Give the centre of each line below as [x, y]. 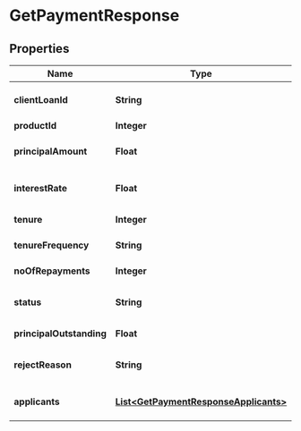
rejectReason [43, 365]
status [28, 302]
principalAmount [51, 151]
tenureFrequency [52, 245]
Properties [39, 49]
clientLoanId [41, 100]
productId [35, 126]
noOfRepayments [52, 271]
